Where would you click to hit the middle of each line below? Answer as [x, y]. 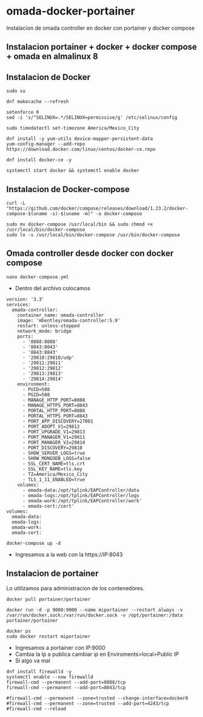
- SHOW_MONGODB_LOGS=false [56, 458]
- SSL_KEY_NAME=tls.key [52, 469]
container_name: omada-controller [61, 315]
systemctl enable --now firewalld [50, 677]
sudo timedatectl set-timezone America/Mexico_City [73, 128]
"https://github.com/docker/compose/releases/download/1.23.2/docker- [97, 208]
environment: [34, 384]
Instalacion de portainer [52, 574]
